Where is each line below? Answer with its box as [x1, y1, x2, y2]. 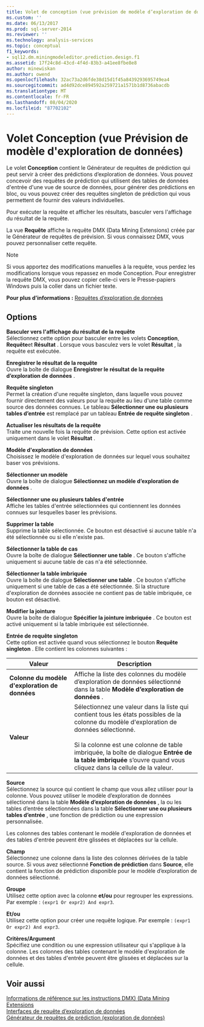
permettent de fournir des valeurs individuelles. [6, 197, 125, 204]
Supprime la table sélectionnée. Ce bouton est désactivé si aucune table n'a [6, 527, 197, 534]
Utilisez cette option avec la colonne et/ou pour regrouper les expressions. [6, 892, 194, 899]
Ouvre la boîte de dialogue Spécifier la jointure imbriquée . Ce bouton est [6, 614, 192, 621]
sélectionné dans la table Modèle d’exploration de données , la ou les [6, 798, 182, 806]
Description [117, 660, 152, 668]
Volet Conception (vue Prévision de [6, 131, 189, 145]
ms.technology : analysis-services [6, 37, 94, 43]
